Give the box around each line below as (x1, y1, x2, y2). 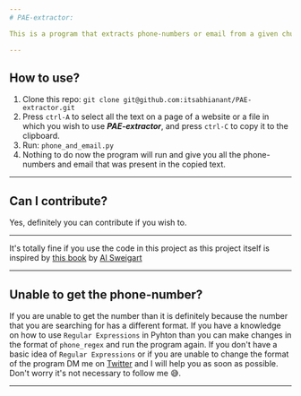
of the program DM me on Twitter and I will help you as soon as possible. (9, 357, 279, 368)
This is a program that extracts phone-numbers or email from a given (9, 29, 279, 39)
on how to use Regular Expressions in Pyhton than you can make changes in (9, 329, 292, 340)
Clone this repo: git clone (21, 94, 120, 105)
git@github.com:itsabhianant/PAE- (123, 96, 253, 105)
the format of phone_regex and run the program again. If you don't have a (9, 339, 278, 349)
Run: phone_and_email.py (21, 140, 115, 151)
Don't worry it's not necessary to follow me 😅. (9, 367, 182, 378)
